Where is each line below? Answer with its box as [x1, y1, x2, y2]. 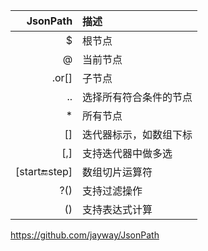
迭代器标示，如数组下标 [82, 128, 193, 141]
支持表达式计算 [82, 203, 153, 216]
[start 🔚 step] [15, 165, 73, 178]
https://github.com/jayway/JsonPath [10, 229, 160, 241]
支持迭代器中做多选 [82, 147, 173, 160]
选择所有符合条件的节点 [82, 90, 193, 104]
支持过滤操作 [82, 184, 143, 198]
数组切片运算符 [82, 165, 153, 179]
